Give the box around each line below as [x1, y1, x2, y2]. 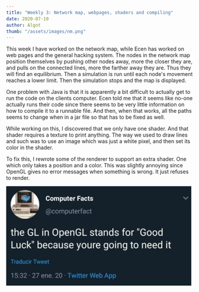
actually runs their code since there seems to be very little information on [6, 101, 185, 108]
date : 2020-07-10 [6, 15, 49, 22]
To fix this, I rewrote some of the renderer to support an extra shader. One [6, 155, 187, 163]
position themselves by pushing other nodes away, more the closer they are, [6, 58, 193, 65]
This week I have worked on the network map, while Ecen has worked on [6, 45, 185, 53]
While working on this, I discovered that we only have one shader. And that [6, 125, 188, 132]
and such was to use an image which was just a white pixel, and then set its [6, 138, 191, 145]
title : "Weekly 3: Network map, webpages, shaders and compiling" [6, 9, 174, 15]
